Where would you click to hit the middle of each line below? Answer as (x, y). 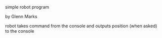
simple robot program (27, 7)
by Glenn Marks (21, 16)
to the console (20, 31)
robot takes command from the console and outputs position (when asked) (81, 26)
